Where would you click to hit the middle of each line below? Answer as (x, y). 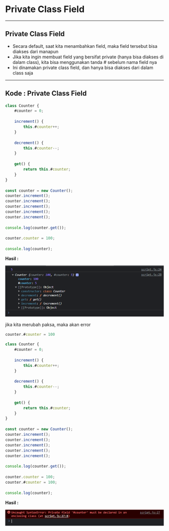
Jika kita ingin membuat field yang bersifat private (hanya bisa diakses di (88, 57)
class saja (23, 73)
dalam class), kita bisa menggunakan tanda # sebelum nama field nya (85, 62)
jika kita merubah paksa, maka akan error (48, 325)
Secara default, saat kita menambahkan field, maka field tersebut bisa (85, 46)
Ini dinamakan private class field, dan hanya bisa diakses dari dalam (83, 67)
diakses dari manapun (35, 51)
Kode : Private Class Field (46, 93)
